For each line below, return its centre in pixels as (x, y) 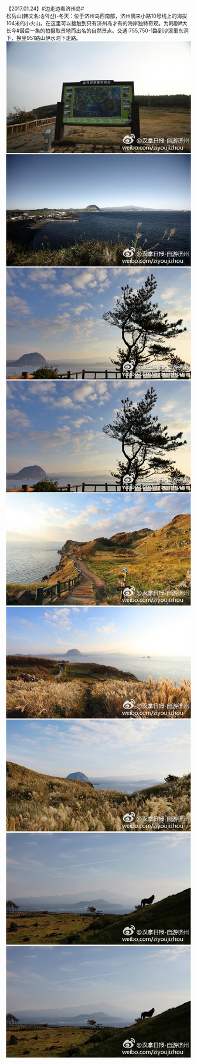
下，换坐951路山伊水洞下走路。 (44, 38)
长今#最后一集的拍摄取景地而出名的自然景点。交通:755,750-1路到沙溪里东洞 (97, 31)
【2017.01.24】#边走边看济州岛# (45, 9)
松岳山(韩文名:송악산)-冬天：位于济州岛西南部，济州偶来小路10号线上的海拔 (97, 16)
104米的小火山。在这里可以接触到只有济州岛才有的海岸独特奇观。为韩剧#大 (97, 23)
